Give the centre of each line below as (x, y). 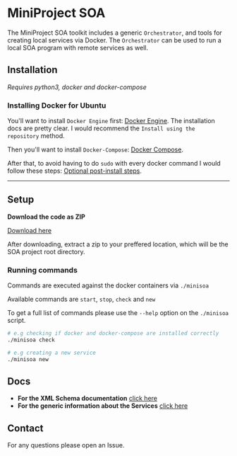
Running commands (42, 270)
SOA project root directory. (46, 251)
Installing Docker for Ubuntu (57, 106)
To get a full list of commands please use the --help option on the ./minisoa (118, 313)
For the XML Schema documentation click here (87, 399)
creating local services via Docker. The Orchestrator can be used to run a (115, 40)
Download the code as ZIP (47, 217)
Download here (29, 230)
